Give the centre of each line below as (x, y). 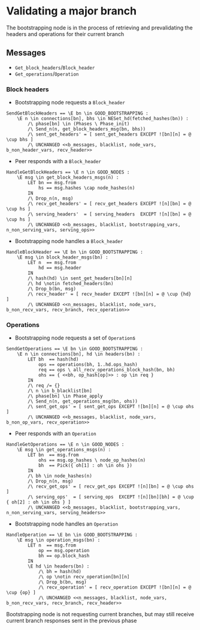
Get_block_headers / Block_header (55, 67)
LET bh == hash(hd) (53, 359)
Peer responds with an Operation (56, 434)
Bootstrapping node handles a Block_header (69, 241)
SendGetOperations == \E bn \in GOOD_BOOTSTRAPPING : (75, 349)
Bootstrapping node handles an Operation (66, 524)
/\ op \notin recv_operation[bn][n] (84, 577)
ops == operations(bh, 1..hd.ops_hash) (88, 365)
